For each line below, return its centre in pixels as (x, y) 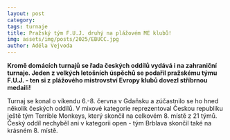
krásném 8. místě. (33, 130)
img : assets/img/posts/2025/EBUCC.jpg (63, 40)
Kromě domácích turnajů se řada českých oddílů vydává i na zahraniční (112, 65)
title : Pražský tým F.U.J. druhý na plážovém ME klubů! (89, 33)
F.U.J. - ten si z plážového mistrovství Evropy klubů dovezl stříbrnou (107, 80)
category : (21, 20)
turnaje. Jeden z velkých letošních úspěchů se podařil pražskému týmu (112, 73)
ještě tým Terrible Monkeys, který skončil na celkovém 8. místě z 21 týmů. (112, 116)
